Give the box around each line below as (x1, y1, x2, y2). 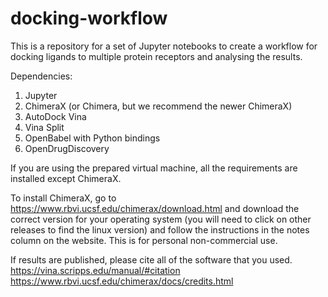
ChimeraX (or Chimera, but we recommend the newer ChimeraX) (24, 100, 293, 112)
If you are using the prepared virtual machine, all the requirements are (10, 162, 298, 174)
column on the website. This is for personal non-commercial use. (10, 234, 278, 246)
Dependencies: (10, 70, 73, 82)
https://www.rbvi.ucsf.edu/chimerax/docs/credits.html (10, 275, 234, 287)
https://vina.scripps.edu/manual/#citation (10, 264, 181, 276)
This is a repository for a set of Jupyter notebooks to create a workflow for (10, 40, 318, 52)
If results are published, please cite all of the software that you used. (10, 253, 293, 266)
